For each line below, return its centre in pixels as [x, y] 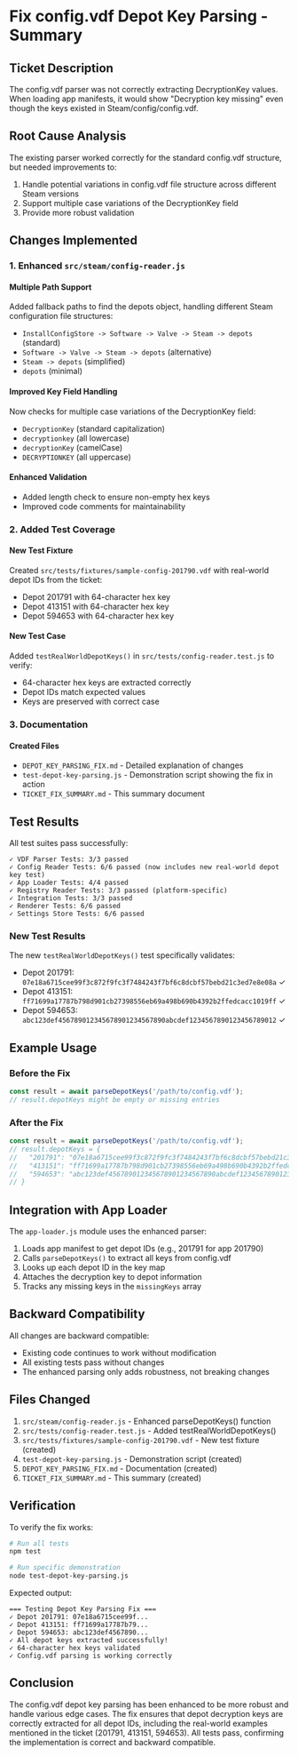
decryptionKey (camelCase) [72, 447]
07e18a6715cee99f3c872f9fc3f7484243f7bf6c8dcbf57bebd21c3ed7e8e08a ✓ [154, 982]
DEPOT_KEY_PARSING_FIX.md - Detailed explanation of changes [133, 765]
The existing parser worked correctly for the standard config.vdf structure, [145, 157]
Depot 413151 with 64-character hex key [96, 606]
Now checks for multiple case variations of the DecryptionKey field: [133, 411]
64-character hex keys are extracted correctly [106, 682]
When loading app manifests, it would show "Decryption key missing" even [146, 99]
